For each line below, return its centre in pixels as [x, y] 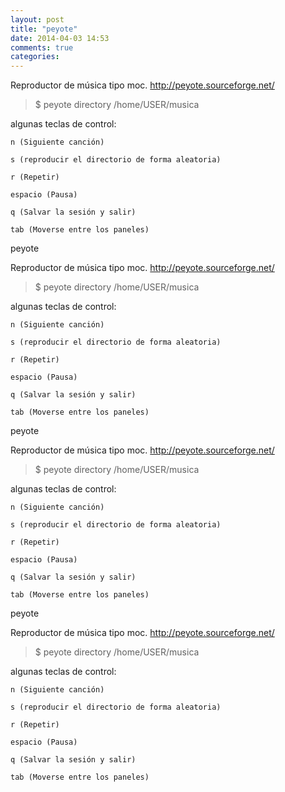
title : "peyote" [44, 29]
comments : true [42, 47]
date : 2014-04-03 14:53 [60, 38]
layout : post [37, 19]
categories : [35, 57]
